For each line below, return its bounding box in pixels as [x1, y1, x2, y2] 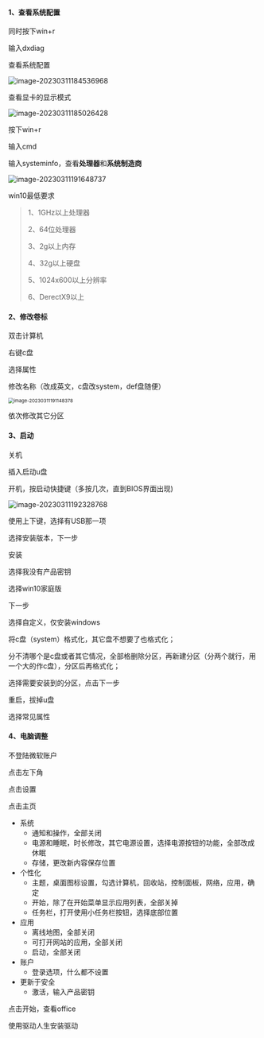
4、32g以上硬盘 [27, 258, 81, 268]
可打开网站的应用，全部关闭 [31, 937, 123, 947]
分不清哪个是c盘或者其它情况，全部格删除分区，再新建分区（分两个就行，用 [8, 651, 256, 660]
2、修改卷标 [8, 312, 48, 321]
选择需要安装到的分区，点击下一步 [8, 678, 120, 687]
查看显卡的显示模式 [8, 92, 72, 103]
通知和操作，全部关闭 [31, 827, 102, 838]
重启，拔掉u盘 [8, 695, 55, 704]
